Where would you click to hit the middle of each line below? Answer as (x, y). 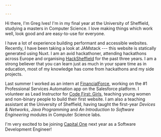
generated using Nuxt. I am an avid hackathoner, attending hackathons (76, 53)
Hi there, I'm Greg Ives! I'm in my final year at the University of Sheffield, (77, 23)
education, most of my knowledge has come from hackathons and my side (80, 69)
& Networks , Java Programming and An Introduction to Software (70, 109)
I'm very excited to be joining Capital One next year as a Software (70, 124)
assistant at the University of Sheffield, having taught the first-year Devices (80, 104)
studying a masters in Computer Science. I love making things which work (79, 28)
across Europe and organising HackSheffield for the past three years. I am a (81, 59)
